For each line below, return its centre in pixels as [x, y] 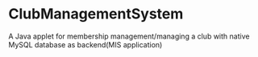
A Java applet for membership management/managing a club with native [129, 36]
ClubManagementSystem [96, 14]
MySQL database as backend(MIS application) [85, 44]
